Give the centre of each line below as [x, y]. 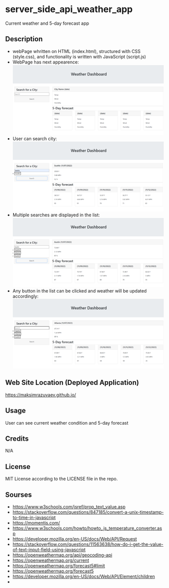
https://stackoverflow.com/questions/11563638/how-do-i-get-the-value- [88, 544]
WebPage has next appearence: [46, 62]
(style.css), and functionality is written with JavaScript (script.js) [79, 56]
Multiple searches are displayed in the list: [56, 215]
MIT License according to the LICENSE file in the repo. [62, 479]
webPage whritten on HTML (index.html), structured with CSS [76, 51]
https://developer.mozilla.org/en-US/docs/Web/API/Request [75, 539]
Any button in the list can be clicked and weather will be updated [79, 291]
